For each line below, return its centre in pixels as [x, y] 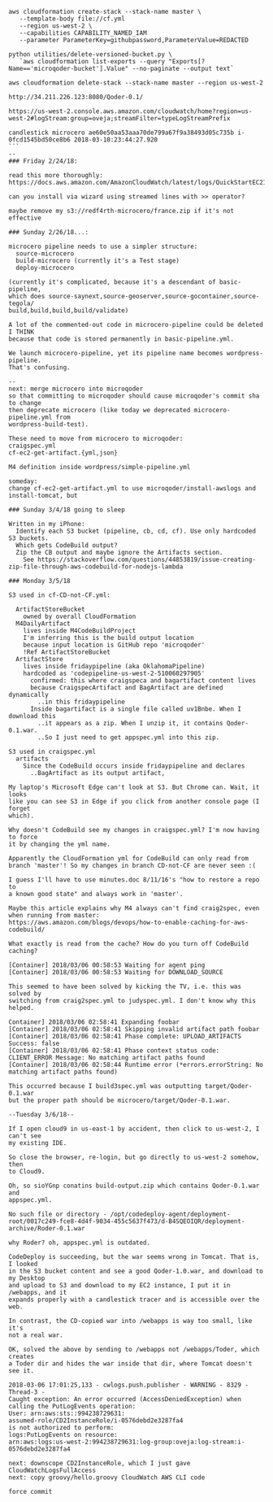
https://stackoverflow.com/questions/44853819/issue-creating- [147, 559]
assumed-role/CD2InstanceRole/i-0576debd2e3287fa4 [96, 1421]
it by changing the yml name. [60, 844]
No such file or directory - [58, 1214]
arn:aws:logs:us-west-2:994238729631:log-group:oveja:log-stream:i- [127, 1442]
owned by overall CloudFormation [80, 616]
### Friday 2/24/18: [43, 161]
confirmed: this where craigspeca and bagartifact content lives [143, 681]
